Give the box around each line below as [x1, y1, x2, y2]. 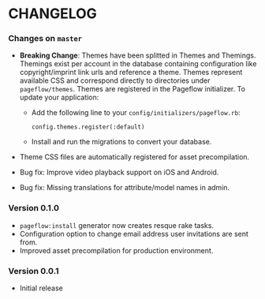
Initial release [19, 283, 63, 293]
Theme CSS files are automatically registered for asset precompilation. [19, 152, 250, 162]
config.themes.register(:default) [31, 123, 145, 131]
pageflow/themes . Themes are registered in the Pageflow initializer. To [19, 84, 246, 94]
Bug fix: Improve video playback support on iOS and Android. [19, 167, 219, 178]
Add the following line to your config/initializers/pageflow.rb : [31, 108, 241, 118]
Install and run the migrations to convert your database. [31, 137, 212, 147]
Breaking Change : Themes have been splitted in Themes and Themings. [19, 50, 256, 60]
